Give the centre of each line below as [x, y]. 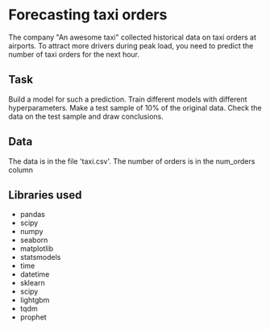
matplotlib [37, 249]
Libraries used [45, 195]
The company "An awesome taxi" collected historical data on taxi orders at [132, 37]
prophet [33, 317]
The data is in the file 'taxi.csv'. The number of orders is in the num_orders [132, 161]
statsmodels [40, 257]
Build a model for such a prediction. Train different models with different [128, 99]
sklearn [33, 283]
